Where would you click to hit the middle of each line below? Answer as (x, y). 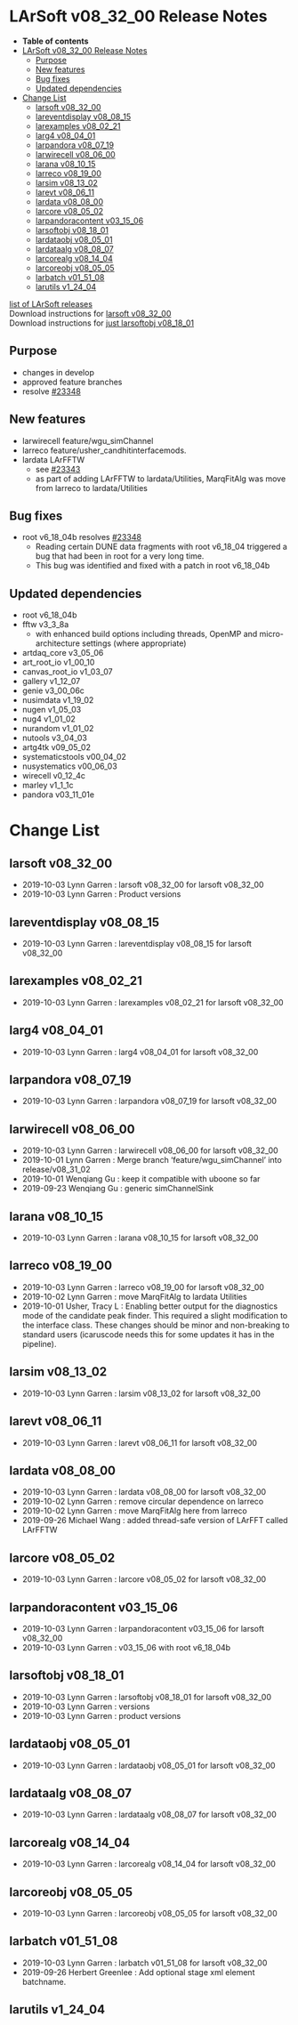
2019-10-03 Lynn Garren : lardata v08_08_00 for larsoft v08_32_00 (144, 1492)
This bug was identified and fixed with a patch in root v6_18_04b (153, 566)
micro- (272, 634)
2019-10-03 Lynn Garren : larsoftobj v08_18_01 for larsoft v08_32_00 (147, 1697)
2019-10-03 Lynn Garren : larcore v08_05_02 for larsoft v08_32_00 (144, 1579)
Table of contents (55, 41)
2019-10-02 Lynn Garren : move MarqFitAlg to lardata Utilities (134, 1296)
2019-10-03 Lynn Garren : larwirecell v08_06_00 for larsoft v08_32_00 (150, 1150)
